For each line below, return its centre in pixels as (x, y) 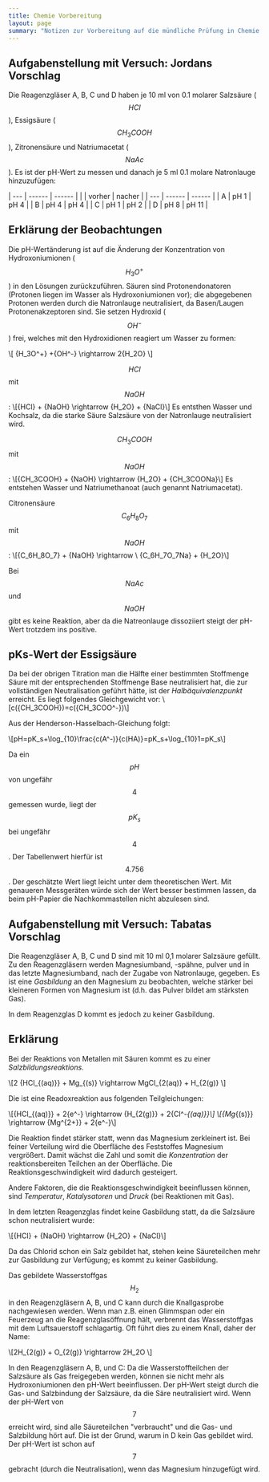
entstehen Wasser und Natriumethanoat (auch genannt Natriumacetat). (126, 487)
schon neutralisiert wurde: (51, 1220)
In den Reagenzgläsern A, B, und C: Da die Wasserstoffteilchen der (119, 1367)
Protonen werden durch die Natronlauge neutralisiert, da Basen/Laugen (126, 303)
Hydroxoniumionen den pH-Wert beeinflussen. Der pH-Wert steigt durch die (133, 1384)
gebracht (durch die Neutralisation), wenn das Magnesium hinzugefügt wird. (134, 1468)
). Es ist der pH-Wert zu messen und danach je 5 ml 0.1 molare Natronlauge (132, 172)
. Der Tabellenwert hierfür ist (55, 857)
